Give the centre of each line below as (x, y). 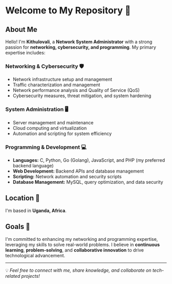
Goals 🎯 (18, 227)
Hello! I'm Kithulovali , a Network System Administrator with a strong (79, 42)
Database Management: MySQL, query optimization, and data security (88, 182)
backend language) (33, 165)
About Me (21, 30)
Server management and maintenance (53, 122)
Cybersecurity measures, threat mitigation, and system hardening (82, 96)
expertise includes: (25, 53)
